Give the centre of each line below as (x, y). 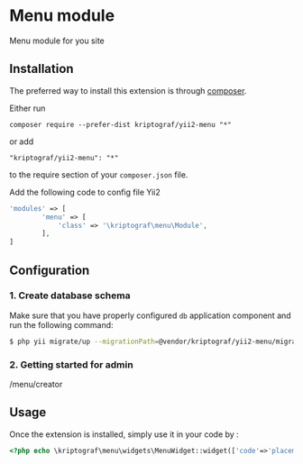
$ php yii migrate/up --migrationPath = (84, 341)
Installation (41, 69)
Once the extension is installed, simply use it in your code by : (124, 434)
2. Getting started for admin (71, 364)
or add (22, 141)
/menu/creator (36, 384)
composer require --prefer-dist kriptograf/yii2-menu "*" (120, 124)
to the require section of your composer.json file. (99, 174)
